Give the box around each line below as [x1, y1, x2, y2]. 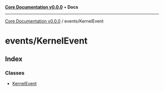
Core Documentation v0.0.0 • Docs [5, 4, 79, 10]
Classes [5, 69, 25, 76]
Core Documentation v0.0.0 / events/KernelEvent [5, 18, 104, 24]
